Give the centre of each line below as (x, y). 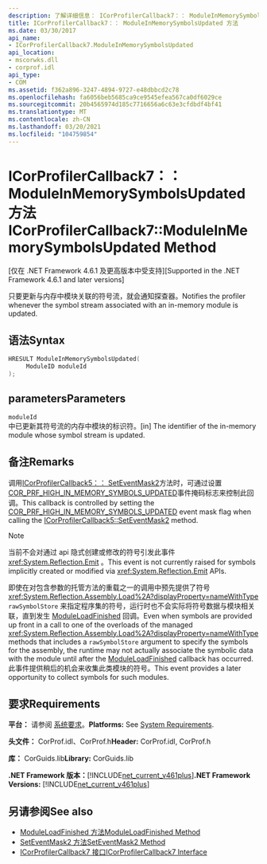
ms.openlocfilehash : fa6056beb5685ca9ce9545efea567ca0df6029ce (115, 97)
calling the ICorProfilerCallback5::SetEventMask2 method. (103, 520)
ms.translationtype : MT (48, 112)
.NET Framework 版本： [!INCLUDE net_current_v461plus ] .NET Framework (130, 776)
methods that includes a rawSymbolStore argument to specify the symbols (128, 642)
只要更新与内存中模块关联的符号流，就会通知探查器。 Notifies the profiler (127, 296)
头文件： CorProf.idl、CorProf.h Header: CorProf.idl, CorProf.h (110, 741)
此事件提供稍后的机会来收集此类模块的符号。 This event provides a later (125, 668)
